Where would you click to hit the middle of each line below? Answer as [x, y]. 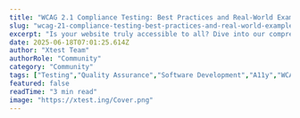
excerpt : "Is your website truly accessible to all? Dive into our [137, 34]
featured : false [39, 83]
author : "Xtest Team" [50, 51]
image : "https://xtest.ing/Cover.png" [81, 100]
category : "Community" [51, 67]
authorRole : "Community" [55, 59]
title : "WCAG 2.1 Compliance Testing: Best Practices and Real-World [142, 17]
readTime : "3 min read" [54, 91]
